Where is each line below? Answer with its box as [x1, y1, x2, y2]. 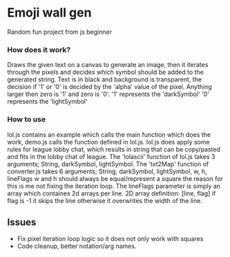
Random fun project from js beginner [7, 28, 113, 36]
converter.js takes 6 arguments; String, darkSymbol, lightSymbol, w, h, [7, 167, 207, 175]
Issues [7, 216, 37, 228]
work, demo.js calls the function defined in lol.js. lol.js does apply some [7, 137, 210, 146]
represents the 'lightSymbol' [7, 97, 88, 106]
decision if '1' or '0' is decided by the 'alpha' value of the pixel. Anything [7, 83, 212, 91]
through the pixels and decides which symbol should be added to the [7, 68, 204, 77]
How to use [7, 115, 46, 124]
